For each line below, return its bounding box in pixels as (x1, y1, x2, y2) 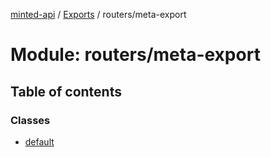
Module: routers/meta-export (10, 44, 261, 66)
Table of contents (10, 83, 122, 100)
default (24, 135, 55, 148)
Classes (10, 113, 51, 127)
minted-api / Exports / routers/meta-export (10, 9, 187, 20)
